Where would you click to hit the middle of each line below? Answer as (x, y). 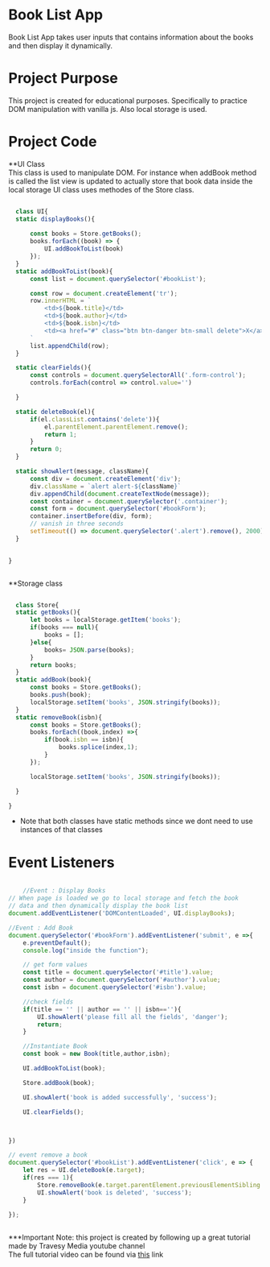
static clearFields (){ (53, 368)
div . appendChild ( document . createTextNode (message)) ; (120, 494)
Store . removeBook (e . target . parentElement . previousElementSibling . (151, 1185)
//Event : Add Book (41, 928)
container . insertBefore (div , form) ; (91, 516)
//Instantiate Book (55, 1046)
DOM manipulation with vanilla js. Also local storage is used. (108, 109)
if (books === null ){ (64, 627)
